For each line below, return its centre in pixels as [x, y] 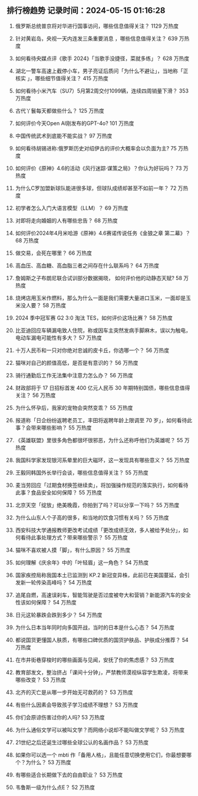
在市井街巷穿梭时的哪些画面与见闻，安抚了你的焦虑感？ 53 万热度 [95, 660]
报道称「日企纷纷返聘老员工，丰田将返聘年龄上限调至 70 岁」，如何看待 [101, 420]
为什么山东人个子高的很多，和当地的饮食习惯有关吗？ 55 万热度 [92, 517]
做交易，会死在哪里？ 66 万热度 [54, 253]
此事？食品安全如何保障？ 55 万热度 [59, 492]
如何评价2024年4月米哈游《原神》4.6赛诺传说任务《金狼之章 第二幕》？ [103, 233]
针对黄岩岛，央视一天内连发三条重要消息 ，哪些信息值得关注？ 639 [96, 38]
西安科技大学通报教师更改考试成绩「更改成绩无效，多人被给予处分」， [99, 530]
